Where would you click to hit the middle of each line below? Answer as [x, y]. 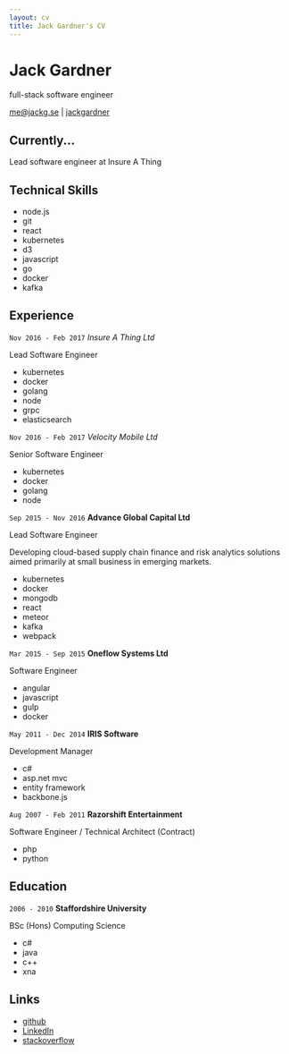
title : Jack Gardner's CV [57, 26]
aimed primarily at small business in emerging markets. [111, 561]
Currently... [42, 140]
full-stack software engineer [62, 95]
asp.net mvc [45, 778]
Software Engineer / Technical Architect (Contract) [103, 831]
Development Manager [51, 751]
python [35, 858]
